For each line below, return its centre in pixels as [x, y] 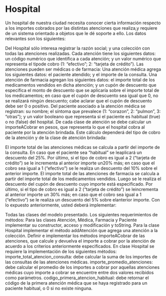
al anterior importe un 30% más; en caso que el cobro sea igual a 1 [73, 195]
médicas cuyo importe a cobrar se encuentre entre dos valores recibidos [80, 272]
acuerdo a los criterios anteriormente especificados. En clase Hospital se [80, 246]
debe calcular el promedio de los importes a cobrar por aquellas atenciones [83, 267]
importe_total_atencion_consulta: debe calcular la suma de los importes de [81, 256]
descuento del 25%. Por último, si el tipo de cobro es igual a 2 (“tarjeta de [81, 157]
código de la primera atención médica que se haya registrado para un [76, 283]
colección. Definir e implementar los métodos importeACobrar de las [75, 236]
